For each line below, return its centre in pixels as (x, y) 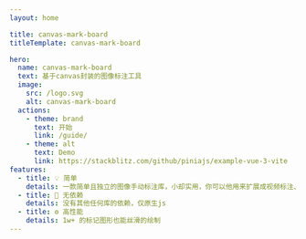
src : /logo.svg (55, 93)
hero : (20, 59)
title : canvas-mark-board (58, 34)
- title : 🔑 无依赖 (51, 195)
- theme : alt (51, 144)
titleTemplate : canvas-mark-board (75, 43)
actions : (34, 110)
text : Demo (54, 153)
